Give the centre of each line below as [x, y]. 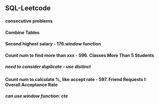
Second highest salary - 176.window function [53, 44]
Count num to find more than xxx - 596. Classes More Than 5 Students [80, 55]
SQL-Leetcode [28, 8]
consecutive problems [29, 21]
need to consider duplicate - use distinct [48, 66]
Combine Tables [22, 32]
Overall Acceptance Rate [32, 84]
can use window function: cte [37, 96]
